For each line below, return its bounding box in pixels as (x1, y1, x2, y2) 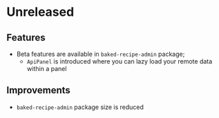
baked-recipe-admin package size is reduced (16, 103, 144, 111)
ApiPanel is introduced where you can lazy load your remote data (26, 57, 213, 66)
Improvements (6, 84, 70, 97)
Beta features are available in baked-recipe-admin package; (16, 50, 185, 58)
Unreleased (6, 4, 75, 20)
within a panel (26, 65, 67, 72)
